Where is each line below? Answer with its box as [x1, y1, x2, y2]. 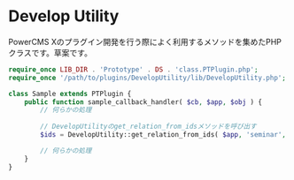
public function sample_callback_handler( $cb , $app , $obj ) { [24, 97, 263, 107]
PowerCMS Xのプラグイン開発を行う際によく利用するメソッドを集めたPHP [8, 36, 282, 47]
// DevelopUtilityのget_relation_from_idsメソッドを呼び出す [40, 122, 258, 131]
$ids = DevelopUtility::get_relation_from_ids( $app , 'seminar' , [40, 131, 287, 139]
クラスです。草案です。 [8, 47, 92, 58]
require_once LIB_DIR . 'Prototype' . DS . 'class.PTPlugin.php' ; [8, 64, 259, 74]
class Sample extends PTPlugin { [8, 89, 132, 98]
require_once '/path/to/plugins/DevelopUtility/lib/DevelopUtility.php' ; [8, 73, 287, 82]
